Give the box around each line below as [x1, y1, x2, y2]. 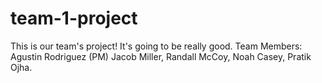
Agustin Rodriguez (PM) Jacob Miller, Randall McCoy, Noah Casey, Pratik [10, 50, 312, 62]
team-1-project [10, 7, 138, 30]
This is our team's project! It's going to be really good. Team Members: [10, 40, 303, 52]
